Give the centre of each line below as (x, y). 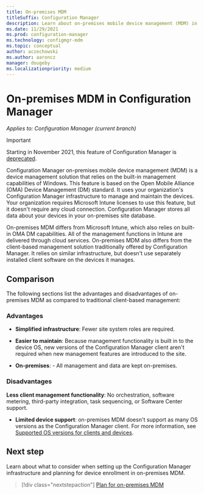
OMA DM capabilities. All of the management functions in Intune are (97, 234)
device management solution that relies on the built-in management (91, 177)
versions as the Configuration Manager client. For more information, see (106, 426)
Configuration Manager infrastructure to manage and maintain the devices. (100, 196)
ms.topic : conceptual (34, 46)
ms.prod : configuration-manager (47, 35)
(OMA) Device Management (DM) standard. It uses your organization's (95, 190)
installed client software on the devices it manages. (71, 260)
